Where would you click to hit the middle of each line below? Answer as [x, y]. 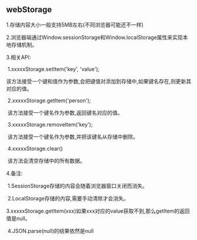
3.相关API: [19, 57]
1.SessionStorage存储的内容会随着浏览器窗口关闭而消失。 [78, 186]
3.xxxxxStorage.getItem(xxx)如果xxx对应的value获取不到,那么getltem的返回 [98, 211]
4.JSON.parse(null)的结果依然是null [51, 231]
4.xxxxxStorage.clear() [35, 148]
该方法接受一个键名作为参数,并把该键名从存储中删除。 [73, 137]
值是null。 [18, 218]
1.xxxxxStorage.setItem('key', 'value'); [54, 69]
